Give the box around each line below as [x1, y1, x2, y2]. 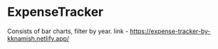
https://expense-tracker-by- [129, 27, 211, 35]
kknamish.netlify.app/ [7, 34, 70, 42]
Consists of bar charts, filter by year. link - [7, 27, 129, 35]
